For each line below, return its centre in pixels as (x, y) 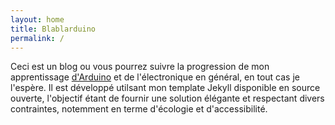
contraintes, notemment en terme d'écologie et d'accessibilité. (139, 109)
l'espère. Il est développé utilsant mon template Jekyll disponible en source (165, 88)
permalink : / (37, 38)
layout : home (37, 19)
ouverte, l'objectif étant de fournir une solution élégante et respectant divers (167, 98)
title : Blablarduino (53, 29)
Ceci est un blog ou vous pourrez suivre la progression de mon (140, 67)
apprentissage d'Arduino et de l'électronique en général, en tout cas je (155, 77)
